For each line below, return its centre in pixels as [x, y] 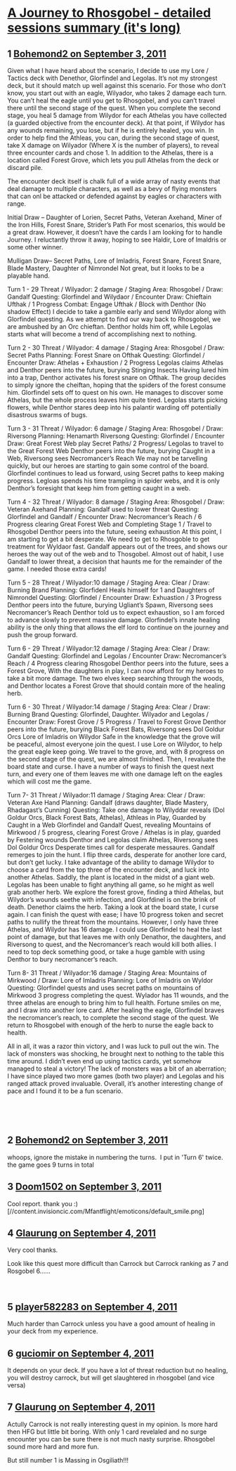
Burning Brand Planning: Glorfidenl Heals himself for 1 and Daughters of [111, 590]
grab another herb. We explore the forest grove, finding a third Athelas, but [115, 892]
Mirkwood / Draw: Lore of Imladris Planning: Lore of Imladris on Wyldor [110, 980]
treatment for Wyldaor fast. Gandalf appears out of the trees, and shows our [118, 547]
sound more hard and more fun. [53, 1446]
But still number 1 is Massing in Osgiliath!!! [68, 1460]
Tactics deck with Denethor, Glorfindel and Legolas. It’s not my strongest [112, 78]
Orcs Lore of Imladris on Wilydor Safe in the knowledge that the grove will [114, 737]
